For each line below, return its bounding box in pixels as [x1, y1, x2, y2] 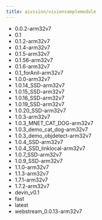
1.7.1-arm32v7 [14, 176, 48, 183]
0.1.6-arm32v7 [14, 63, 50, 70]
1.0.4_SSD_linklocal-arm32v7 [14, 145, 85, 152]
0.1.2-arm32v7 [14, 37, 50, 44]
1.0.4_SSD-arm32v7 [14, 138, 64, 145]
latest [14, 201, 28, 208]
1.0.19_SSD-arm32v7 [14, 100, 65, 107]
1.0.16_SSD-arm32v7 [14, 94, 65, 101]
